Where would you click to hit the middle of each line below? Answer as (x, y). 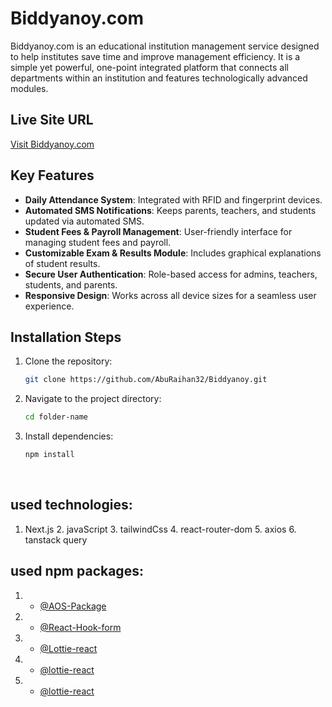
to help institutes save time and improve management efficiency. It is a (155, 56)
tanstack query (56, 539)
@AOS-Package (73, 606)
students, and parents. (71, 284)
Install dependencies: (69, 436)
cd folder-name (56, 417)
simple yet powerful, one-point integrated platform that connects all (149, 67)
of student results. (62, 263)
